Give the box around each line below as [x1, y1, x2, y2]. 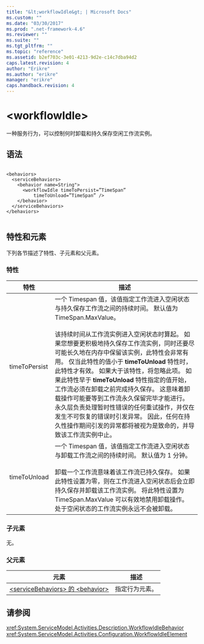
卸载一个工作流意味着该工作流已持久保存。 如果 [54, 467, 190, 476]
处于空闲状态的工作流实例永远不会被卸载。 [54, 504, 177, 512]
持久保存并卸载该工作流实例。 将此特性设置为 [54, 486, 184, 494]
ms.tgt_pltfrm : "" [6, 43, 53, 49]
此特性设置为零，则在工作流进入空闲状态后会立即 [54, 476, 195, 485]
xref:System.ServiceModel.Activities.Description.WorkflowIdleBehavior [6, 624, 184, 631]
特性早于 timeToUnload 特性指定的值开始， [66, 375, 190, 384]
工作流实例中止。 [66, 430, 116, 439]
